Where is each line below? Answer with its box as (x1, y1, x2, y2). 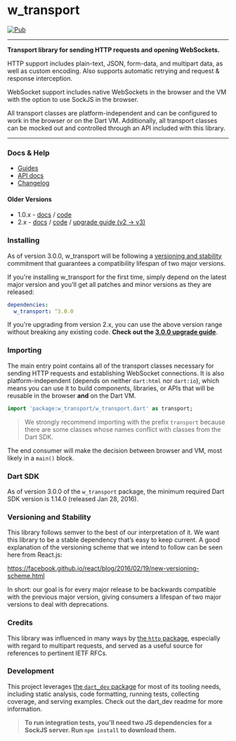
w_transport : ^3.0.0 (13, 308, 74, 315)
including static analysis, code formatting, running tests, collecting (7, 690, 199, 698)
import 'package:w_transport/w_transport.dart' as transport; (7, 405, 193, 412)
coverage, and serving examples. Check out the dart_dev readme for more (7, 697, 223, 705)
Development (7, 666, 55, 676)
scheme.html (7, 572, 45, 580)
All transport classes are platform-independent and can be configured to (7, 108, 218, 117)
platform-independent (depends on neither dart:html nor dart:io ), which (7, 376, 220, 385)
